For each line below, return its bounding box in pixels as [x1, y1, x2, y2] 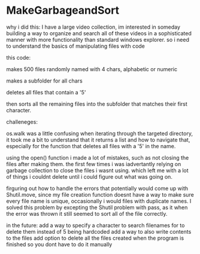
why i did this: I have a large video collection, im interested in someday [6, 23, 181, 30]
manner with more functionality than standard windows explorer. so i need [6, 36, 190, 43]
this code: [6, 54, 31, 61]
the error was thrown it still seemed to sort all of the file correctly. [6, 210, 168, 217]
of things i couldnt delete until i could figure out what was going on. [6, 173, 172, 180]
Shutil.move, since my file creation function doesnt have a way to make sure [6, 191, 195, 198]
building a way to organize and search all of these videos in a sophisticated [6, 29, 192, 36]
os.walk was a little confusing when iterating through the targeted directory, [6, 130, 193, 137]
